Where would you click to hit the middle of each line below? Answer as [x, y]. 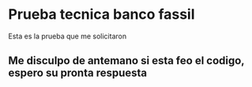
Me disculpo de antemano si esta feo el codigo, [126, 61]
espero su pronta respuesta [78, 73]
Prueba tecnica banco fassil [102, 14]
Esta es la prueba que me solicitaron [68, 36]
